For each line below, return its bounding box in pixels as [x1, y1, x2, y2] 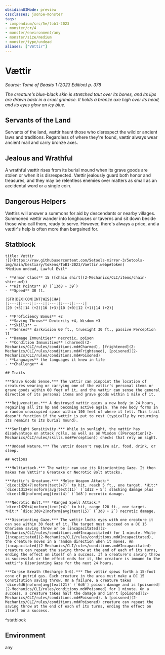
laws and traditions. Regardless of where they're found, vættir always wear [5, 134, 158, 140]
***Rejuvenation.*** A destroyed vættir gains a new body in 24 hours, [5, 400, 156, 405]
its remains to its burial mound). [5, 418, 79, 423]
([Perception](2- [118, 431, 154, 436]
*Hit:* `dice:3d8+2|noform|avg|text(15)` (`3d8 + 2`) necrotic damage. [5, 509, 156, 514]
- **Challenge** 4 [5, 361, 43, 366]
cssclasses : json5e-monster [5, 12, 63, 17]
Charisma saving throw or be [5, 526, 65, 531]
